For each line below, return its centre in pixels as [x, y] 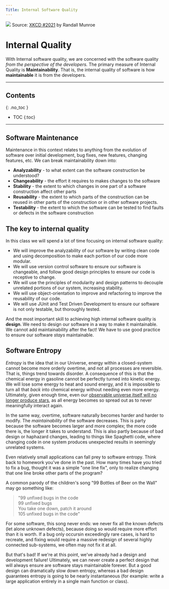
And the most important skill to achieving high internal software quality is [81, 319]
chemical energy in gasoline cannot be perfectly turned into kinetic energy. [83, 379]
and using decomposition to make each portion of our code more [80, 256]
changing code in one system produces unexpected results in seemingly [81, 442]
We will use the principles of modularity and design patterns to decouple [88, 282]
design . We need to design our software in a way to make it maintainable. [81, 324]
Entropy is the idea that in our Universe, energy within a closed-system [79, 363]
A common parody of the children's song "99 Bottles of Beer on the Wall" [81, 483]
